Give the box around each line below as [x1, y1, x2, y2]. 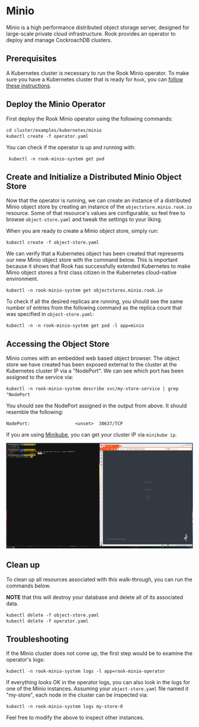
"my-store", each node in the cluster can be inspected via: [6, 691, 148, 698]
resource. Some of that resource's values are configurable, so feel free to [6, 210, 185, 217]
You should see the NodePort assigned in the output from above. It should [6, 402, 187, 409]
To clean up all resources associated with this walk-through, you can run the [6, 576, 192, 583]
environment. [6, 275, 38, 283]
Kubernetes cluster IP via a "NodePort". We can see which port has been [6, 367, 184, 375]
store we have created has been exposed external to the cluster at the [6, 361, 178, 368]
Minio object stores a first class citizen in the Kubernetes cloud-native [6, 269, 176, 276]
